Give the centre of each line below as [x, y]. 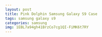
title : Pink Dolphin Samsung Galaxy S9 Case [51, 14]
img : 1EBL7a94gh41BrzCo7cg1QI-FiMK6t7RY [47, 27]
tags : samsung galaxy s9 [30, 18]
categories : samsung [26, 23]
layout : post [18, 9]
